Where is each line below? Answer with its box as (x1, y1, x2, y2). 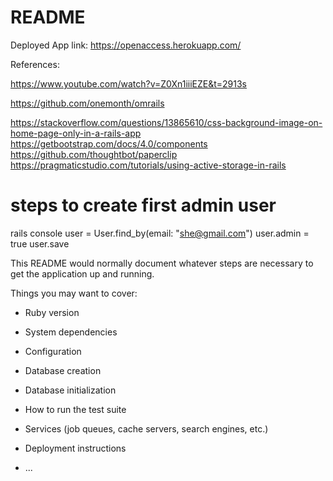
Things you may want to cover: (10, 287, 138, 299)
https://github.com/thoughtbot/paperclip (10, 148, 178, 160)
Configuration (24, 345, 82, 357)
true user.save (10, 237, 70, 250)
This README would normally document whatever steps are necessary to (10, 257, 314, 269)
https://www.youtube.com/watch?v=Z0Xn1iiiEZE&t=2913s (10, 77, 247, 90)
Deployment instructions (24, 442, 127, 454)
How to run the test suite (24, 403, 127, 415)
